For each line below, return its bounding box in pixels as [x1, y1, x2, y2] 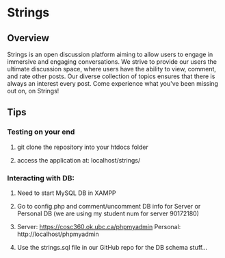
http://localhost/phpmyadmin [16, 230, 99, 238]
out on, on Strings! [7, 87, 59, 95]
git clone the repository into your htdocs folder [16, 143, 148, 151]
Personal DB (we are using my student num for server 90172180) [16, 209, 200, 218]
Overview [7, 32, 50, 44]
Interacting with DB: [7, 173, 75, 183]
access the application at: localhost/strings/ [16, 156, 141, 164]
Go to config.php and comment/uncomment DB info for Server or [16, 202, 201, 210]
